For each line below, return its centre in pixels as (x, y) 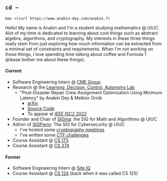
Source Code (41, 109)
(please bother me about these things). (45, 59)
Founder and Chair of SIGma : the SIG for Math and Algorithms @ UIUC (84, 119)
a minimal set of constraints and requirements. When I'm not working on (79, 49)
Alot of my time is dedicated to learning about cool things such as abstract (82, 33)
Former (13, 157)
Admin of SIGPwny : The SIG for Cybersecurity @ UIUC (69, 125)
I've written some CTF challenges (54, 135)
